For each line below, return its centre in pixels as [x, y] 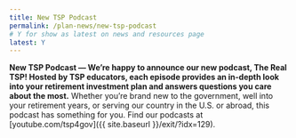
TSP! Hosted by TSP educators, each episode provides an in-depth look [144, 77]
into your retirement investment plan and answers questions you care [140, 86]
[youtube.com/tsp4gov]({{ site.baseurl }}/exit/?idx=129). [112, 125]
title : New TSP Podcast [53, 17]
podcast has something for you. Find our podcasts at [106, 115]
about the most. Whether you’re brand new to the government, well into [141, 96]
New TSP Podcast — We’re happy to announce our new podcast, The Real [148, 68]
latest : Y [28, 42]
